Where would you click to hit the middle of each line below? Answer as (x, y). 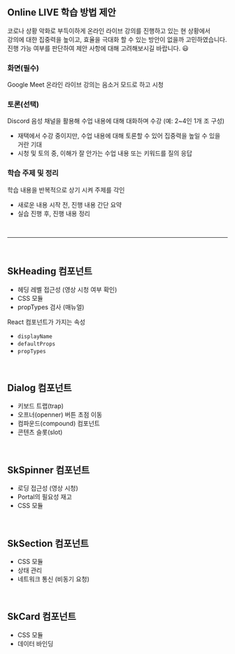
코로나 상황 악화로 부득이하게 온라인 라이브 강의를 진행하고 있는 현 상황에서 (109, 31)
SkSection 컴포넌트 (48, 543)
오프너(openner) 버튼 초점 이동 (60, 415)
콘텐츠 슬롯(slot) (40, 432)
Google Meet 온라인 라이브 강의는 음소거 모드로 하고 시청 (86, 85)
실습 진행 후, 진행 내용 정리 (54, 213)
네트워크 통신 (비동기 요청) (53, 578)
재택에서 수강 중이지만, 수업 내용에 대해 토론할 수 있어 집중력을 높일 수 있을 (119, 136)
